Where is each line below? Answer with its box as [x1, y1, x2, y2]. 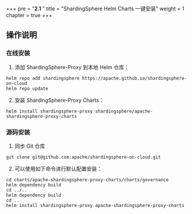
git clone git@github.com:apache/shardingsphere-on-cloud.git [6, 154, 161, 160]
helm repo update [6, 86, 49, 91]
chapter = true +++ [6, 12, 53, 19]
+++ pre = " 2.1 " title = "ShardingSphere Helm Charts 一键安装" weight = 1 [6, 5, 184, 12]
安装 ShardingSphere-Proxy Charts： [14, 96, 104, 104]
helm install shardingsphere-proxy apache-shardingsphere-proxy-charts [6, 202, 184, 208]
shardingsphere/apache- [95, 108, 153, 114]
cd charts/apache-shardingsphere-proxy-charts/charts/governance [6, 176, 169, 183]
